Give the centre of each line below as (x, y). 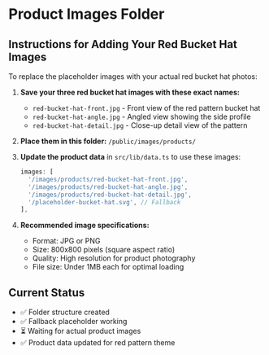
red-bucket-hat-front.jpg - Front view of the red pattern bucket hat (146, 108)
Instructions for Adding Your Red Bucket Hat (123, 44)
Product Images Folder (87, 14)
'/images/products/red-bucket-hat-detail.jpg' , (110, 195)
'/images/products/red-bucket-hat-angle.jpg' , (108, 187)
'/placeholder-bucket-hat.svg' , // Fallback (104, 202)
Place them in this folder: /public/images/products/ (108, 141)
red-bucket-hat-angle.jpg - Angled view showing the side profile (141, 116)
